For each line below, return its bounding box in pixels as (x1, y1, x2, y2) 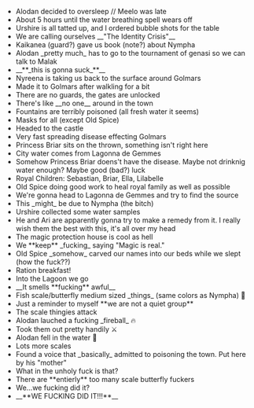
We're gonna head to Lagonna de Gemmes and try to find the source (15, 190, 239, 200)
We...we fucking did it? (15, 383, 90, 392)
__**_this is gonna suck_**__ (15, 65, 106, 74)
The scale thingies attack (15, 307, 98, 317)
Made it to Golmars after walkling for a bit (15, 82, 150, 91)
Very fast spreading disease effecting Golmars (15, 132, 167, 141)
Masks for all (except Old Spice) (15, 116, 120, 124)
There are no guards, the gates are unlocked (15, 90, 160, 99)
